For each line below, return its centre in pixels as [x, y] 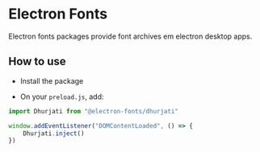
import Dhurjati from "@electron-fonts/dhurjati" [94, 111]
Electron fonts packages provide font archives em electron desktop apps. [130, 36]
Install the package [52, 80]
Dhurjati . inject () [54, 134]
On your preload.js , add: [62, 97]
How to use [37, 62]
